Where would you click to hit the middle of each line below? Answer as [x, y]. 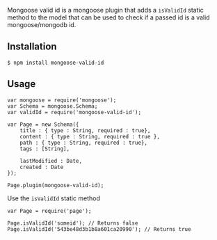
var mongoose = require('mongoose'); [62, 100]
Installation [32, 47]
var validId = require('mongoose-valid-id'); [74, 112]
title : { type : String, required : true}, [85, 130]
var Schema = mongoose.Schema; [53, 106]
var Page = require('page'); [49, 211]
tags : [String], [45, 149]
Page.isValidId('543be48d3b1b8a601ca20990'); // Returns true [99, 229]
